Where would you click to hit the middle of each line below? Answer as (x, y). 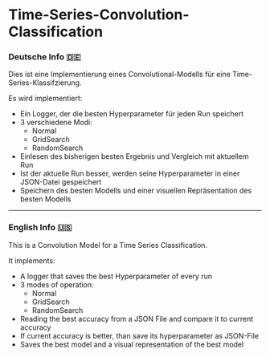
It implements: (32, 260)
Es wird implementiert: (45, 99)
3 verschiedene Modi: (56, 123)
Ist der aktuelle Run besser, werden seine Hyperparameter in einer (130, 173)
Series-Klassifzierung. (45, 83)
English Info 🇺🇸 (40, 228)
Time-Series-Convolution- (99, 15)
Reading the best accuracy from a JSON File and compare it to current (137, 318)
